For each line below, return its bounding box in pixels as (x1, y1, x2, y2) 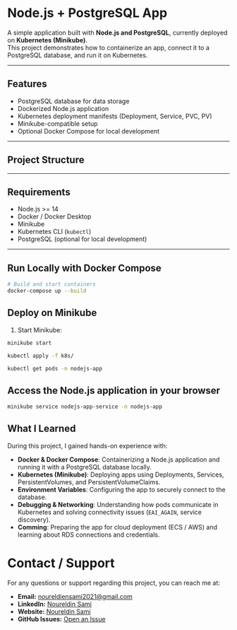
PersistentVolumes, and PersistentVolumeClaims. (17, 477, 161, 486)
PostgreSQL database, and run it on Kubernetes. (7, 51, 148, 59)
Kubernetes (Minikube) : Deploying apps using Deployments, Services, (17, 470, 224, 479)
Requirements (7, 186, 71, 198)
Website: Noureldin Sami (17, 607, 91, 616)
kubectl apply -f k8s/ (7, 352, 74, 359)
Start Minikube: (17, 325, 62, 334)
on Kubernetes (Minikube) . (7, 35, 88, 44)
